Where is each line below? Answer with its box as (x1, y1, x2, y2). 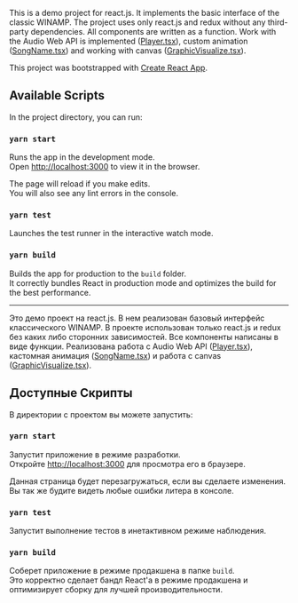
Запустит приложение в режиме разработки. (9, 448, 181, 460)
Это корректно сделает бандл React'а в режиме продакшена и (9, 575, 248, 585)
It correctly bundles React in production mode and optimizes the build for (9, 277, 277, 288)
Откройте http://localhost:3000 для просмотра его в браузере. (9, 458, 247, 469)
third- (267, 17, 288, 28)
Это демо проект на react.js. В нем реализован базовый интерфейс (9, 313, 265, 323)
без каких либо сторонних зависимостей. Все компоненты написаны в (9, 331, 279, 342)
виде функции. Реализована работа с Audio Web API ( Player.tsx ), (9, 341, 253, 352)
